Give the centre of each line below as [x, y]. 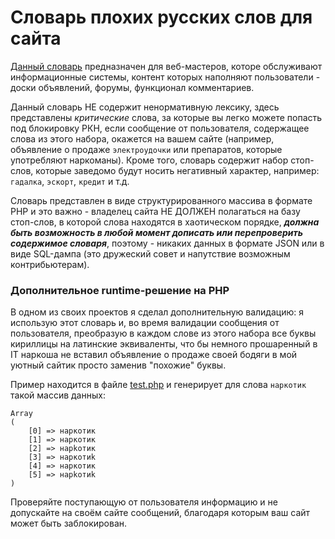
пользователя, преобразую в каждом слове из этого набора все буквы [163, 333]
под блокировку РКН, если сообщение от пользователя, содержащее [160, 128]
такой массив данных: [58, 395]
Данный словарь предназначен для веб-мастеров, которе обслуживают [166, 66]
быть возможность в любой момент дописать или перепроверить [157, 232]
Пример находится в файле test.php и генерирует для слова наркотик [158, 385]
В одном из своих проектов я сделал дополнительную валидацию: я [157, 312]
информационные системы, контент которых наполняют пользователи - [165, 77]
